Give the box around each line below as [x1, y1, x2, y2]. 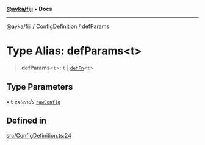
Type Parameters [6, 82, 73, 92]
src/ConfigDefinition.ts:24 [6, 132, 71, 139]
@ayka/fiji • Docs [6, 5, 52, 12]
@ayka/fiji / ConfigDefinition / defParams [6, 23, 110, 30]
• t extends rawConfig [6, 97, 61, 105]
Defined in [6, 116, 47, 126]
